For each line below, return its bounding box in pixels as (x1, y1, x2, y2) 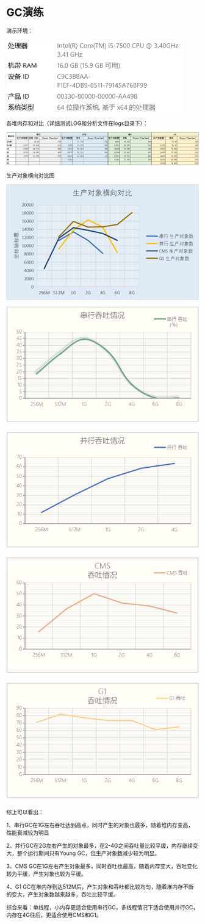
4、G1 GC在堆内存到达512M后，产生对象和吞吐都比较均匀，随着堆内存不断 (6, 883, 194, 890)
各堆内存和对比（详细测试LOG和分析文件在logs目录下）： (6, 120, 148, 127)
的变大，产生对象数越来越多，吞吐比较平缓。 (6, 891, 119, 898)
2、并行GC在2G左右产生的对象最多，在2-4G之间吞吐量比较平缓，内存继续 (6, 842, 193, 850)
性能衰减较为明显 (6, 829, 49, 836)
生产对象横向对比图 (6, 171, 55, 179)
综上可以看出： (6, 809, 44, 816)
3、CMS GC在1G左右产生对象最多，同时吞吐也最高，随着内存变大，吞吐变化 (6, 862, 198, 870)
